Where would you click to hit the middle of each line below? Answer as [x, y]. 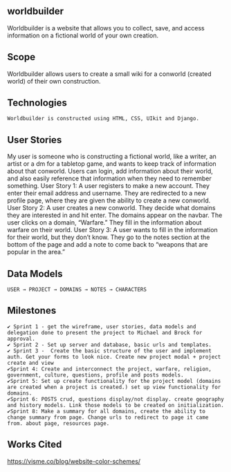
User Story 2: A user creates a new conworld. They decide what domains [111, 208]
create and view [30, 363]
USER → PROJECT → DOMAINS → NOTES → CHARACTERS [77, 290]
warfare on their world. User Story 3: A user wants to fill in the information [112, 230]
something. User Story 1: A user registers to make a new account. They [108, 186]
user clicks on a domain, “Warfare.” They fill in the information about [104, 223]
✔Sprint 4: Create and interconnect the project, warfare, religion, [110, 369]
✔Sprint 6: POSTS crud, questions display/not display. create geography [116, 399]
